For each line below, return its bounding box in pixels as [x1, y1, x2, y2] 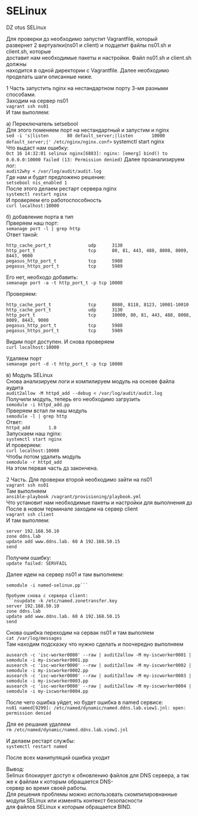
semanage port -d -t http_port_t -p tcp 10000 [6, 361, 123, 367]
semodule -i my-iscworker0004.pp [6, 688, 89, 694]
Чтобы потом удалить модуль [6, 452, 82, 460]
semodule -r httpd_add [6, 459, 62, 465]
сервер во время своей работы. [6, 784, 87, 791]
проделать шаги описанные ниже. [6, 73, 93, 80]
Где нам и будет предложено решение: [6, 173, 106, 180]
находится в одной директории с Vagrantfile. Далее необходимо [6, 66, 170, 74]
